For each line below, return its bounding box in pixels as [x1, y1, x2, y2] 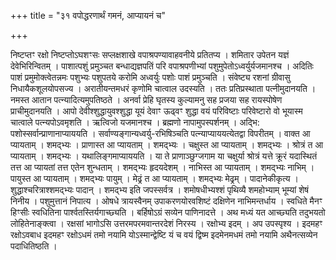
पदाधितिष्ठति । [10, 240, 58, 252]
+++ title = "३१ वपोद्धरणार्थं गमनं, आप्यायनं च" [10, 10, 167, 21]
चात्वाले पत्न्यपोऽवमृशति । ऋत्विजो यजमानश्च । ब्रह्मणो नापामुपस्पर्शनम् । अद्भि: [10, 116, 260, 128]
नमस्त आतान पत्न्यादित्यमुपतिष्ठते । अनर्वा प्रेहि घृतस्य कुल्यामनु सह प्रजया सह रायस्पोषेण [10, 94, 283, 105]
